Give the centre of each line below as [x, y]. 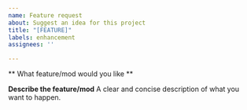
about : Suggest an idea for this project [77, 23]
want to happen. [35, 97]
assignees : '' [31, 45]
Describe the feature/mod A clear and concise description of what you [124, 89]
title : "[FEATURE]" [40, 30]
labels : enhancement [42, 37]
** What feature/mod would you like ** [71, 74]
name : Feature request [45, 15]
